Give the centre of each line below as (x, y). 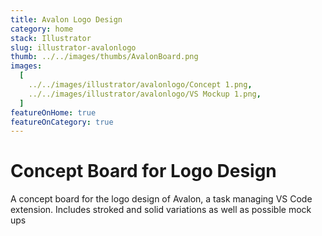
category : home (42, 29)
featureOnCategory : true (62, 122)
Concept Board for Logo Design (143, 171)
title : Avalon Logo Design (66, 19)
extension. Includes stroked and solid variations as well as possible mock (161, 210)
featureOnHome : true (53, 112)
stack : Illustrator (51, 38)
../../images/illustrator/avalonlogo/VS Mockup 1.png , (145, 94)
